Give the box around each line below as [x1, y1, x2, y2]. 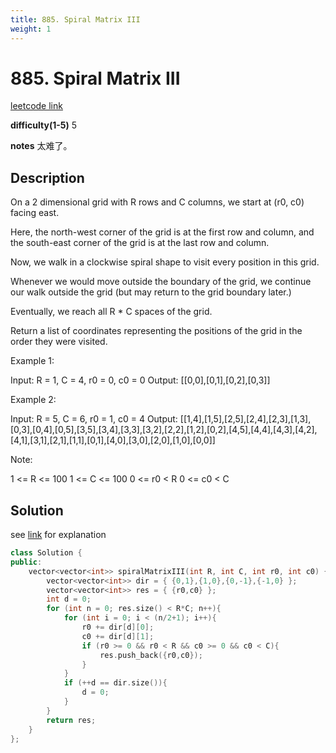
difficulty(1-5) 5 [10, 119, 78, 131]
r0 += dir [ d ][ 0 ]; [81, 622, 155, 633]
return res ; [46, 715, 97, 725]
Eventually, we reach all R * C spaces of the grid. [10, 306, 213, 318]
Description [10, 169, 85, 186]
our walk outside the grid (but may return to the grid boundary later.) [10, 286, 292, 298]
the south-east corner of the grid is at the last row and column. [10, 237, 270, 249]
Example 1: [10, 355, 55, 367]
